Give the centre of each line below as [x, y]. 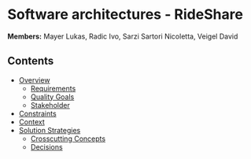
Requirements [53, 88]
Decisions [47, 146]
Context [31, 122]
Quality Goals [52, 97]
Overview [34, 79]
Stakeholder [50, 105]
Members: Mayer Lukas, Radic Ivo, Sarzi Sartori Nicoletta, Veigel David [123, 36]
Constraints [37, 113]
